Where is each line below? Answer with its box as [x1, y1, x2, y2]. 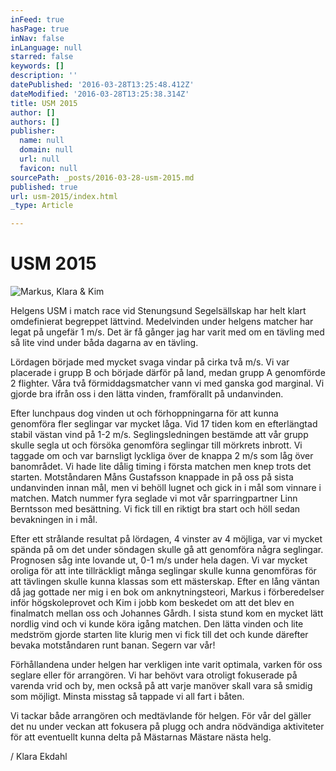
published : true [10, 182, 78, 192]
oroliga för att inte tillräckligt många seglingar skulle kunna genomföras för [10, 565, 317, 577]
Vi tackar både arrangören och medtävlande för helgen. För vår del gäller [10, 710, 312, 722]
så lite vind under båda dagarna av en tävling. [10, 337, 199, 349]
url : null [19, 154, 60, 164]
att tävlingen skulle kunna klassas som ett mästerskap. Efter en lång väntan [10, 576, 320, 588]
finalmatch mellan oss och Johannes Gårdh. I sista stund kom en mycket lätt [10, 607, 324, 620]
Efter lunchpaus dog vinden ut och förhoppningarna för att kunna [10, 407, 279, 420]
